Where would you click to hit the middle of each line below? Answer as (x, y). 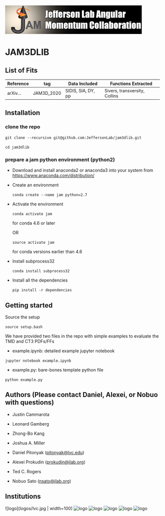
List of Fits (21, 70)
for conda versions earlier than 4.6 (47, 252)
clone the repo (23, 127)
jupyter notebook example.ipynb (38, 361)
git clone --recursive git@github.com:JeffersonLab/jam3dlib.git (73, 138)
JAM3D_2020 (47, 93)
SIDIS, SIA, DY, (80, 90)
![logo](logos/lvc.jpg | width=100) (39, 508)
